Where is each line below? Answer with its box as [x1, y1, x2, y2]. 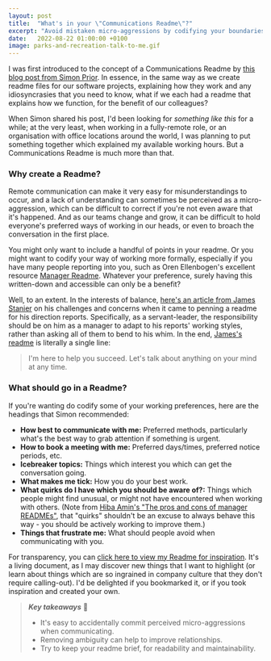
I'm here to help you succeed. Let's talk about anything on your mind [27, 354, 257, 363]
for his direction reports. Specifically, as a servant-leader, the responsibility [8, 312, 258, 322]
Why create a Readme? [8, 169, 101, 180]
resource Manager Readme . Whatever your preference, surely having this [8, 271, 252, 281]
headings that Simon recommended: [8, 409, 129, 419]
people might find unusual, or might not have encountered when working [19, 493, 263, 503]
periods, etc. [19, 450, 63, 460]
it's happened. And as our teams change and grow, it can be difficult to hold [8, 212, 261, 222]
